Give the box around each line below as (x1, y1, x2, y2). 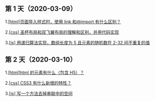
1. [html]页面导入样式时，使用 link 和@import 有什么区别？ (5, 19, 121, 25)
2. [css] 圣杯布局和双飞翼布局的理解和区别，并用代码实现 (5, 29, 119, 35)
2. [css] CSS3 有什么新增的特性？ (5, 80, 72, 86)
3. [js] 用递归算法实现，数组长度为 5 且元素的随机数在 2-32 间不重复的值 (5, 39, 150, 45)
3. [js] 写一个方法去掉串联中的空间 (5, 90, 73, 96)
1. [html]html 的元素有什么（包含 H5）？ (5, 69, 84, 75)
